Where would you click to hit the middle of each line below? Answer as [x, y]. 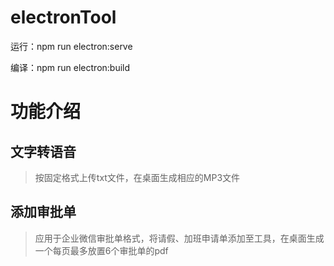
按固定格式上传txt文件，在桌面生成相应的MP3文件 [137, 177]
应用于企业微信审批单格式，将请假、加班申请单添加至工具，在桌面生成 [179, 238]
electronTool [63, 17]
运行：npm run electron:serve [71, 46]
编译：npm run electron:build [70, 67]
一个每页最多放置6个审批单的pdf [101, 250]
